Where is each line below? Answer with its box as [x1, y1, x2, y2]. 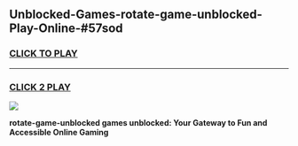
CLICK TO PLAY [9, 48, 78, 60]
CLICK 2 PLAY [9, 81, 71, 93]
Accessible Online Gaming [9, 127, 109, 137]
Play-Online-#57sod [9, 21, 123, 36]
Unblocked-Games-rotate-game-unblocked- [9, 7, 263, 22]
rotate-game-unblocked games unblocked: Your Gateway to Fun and [9, 117, 268, 127]
